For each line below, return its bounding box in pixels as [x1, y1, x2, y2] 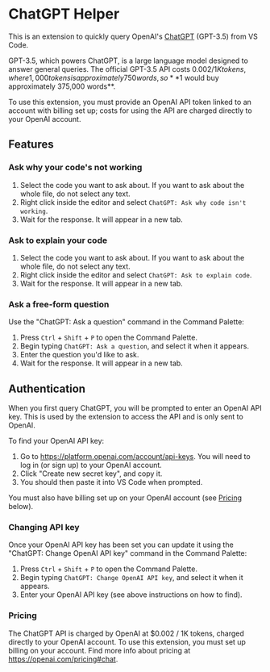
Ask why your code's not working [8, 162, 143, 173]
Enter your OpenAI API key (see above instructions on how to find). [19, 590, 243, 599]
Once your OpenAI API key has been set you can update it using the [8, 540, 234, 549]
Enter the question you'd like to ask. [19, 350, 139, 360]
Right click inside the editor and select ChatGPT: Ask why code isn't [19, 197, 247, 207]
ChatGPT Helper [8, 5, 120, 23]
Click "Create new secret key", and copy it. [19, 469, 163, 478]
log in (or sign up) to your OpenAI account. [19, 461, 163, 470]
